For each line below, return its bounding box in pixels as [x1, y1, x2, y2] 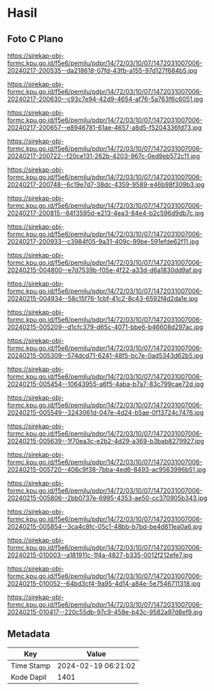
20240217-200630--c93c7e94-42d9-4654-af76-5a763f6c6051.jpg [7, 95, 204, 103]
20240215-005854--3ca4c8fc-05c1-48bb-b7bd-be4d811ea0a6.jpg [7, 523, 203, 530]
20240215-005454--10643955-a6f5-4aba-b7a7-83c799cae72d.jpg [7, 380, 204, 388]
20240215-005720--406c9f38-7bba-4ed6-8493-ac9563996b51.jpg [7, 465, 206, 474]
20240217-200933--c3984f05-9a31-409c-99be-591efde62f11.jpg [7, 237, 199, 246]
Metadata [7, 628, 50, 640]
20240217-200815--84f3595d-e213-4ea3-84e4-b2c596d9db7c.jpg [7, 209, 204, 217]
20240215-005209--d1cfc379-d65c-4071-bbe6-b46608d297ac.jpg [7, 323, 204, 331]
